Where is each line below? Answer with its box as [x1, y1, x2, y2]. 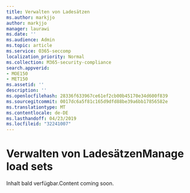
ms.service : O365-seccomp [6, 48, 71, 54]
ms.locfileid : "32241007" [6, 121, 71, 127]
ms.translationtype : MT [6, 104, 66, 110]
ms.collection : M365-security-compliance [6, 59, 112, 65]
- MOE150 [6, 71, 28, 77]
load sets [6, 160, 53, 174]
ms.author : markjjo [6, 14, 55, 21]
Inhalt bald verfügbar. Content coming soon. [6, 180, 114, 187]
